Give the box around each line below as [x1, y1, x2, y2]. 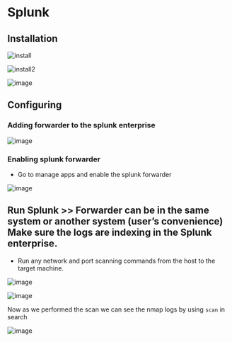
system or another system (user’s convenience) [7, 215, 224, 227]
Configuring [7, 99, 62, 111]
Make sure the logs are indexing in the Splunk [7, 227, 212, 239]
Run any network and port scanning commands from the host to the [17, 256, 216, 265]
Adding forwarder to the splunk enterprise [7, 120, 156, 130]
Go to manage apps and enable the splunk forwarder [17, 170, 172, 178]
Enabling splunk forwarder [7, 154, 101, 164]
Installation [7, 33, 58, 45]
